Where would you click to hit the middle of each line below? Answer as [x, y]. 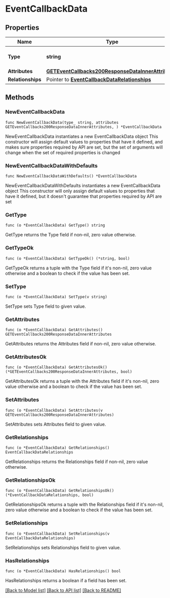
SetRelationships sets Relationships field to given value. [63, 547]
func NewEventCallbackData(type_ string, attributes [62, 122]
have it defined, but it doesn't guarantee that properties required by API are [83, 196]
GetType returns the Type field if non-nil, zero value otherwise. [71, 235]
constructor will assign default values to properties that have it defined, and [84, 142]
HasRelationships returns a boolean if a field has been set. [66, 580]
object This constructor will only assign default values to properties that [80, 191]
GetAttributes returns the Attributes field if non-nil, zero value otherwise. [81, 344]
